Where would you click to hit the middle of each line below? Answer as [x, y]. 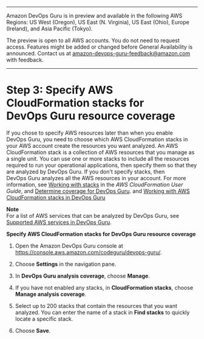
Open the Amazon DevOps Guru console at [69, 246]
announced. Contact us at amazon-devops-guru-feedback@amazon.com [98, 53]
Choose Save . [33, 330]
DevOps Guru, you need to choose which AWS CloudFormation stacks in [97, 139]
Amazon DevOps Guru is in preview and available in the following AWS [94, 16]
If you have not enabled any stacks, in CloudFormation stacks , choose [104, 287]
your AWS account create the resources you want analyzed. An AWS [92, 145]
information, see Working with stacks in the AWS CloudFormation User [95, 184]
